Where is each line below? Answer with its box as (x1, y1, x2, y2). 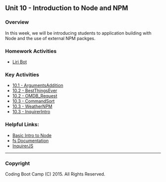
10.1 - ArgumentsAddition (12, 83, 63, 89)
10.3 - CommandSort (12, 98, 55, 104)
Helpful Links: (5, 121, 40, 128)
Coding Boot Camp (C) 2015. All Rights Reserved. (5, 171, 105, 177)
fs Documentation (12, 137, 49, 143)
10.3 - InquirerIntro (12, 109, 50, 115)
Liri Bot (12, 59, 27, 65)
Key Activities (5, 71, 40, 78)
